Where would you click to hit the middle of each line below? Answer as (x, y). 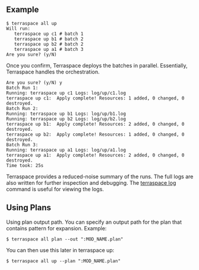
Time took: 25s (25, 165)
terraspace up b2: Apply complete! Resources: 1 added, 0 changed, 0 (95, 134)
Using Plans (29, 208)
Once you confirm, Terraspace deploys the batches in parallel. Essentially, (97, 65)
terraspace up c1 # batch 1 (49, 34)
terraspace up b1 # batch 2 (49, 39)
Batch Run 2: (22, 108)
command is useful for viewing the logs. (55, 189)
